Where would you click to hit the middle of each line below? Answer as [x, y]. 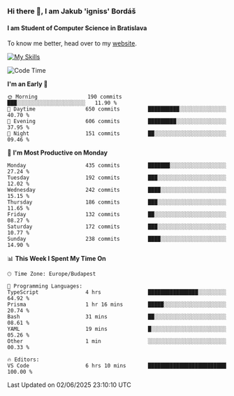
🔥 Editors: [23, 360]
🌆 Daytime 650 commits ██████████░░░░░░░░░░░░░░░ [117, 109]
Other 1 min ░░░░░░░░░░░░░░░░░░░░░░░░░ [117, 341]
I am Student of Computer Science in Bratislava [77, 28]
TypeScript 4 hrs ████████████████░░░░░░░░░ [117, 292]
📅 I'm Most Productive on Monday [58, 153]
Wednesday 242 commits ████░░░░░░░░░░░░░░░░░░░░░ [117, 190]
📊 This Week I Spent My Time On [57, 259]
